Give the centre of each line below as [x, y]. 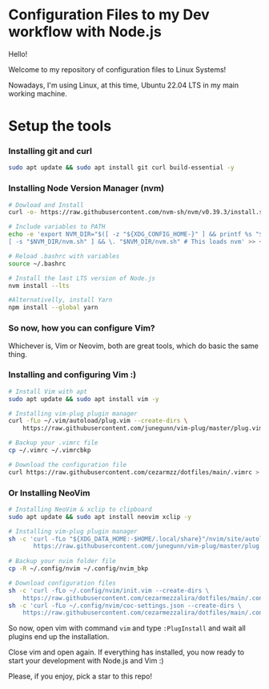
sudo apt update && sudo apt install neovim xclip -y [100, 517]
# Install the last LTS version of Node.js [82, 278]
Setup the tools [60, 126]
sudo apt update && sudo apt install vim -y [84, 399]
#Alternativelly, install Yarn [60, 300]
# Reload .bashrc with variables [64, 256]
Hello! [18, 54]
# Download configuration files [62, 583]
